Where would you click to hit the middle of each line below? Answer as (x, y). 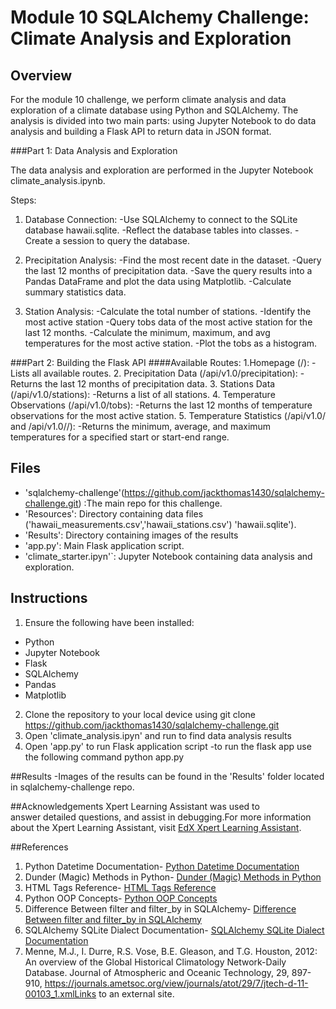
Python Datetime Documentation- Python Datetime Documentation (162, 866)
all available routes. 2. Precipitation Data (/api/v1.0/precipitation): (164, 373)
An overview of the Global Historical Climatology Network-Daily (155, 962)
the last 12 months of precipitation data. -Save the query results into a (168, 270)
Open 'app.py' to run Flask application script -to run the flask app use (168, 746)
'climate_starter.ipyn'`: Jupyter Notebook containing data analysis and (168, 556)
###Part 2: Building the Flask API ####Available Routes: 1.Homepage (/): (160, 362)
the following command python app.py (104, 757)
